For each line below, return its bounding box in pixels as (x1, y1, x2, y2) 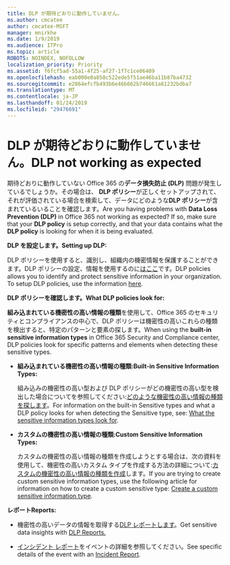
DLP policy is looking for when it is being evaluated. (7, 227, 154, 235)
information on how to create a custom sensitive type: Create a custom (16, 484, 218, 492)
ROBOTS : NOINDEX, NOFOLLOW (7, 55, 84, 62)
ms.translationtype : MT (7, 87, 76, 93)
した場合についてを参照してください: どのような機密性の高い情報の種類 (23, 392, 223, 401)
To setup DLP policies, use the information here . (7, 279, 143, 287)
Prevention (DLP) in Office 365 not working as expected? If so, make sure (7, 212, 216, 221)
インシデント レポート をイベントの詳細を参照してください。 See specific (16, 542, 222, 551)
